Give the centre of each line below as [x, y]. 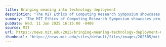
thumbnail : [16, 37]
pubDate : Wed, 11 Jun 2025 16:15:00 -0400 [49, 23]
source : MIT [17, 28]
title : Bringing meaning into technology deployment [61, 10]
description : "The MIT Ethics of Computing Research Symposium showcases [83, 14]
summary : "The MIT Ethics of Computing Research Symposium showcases [78, 19]
